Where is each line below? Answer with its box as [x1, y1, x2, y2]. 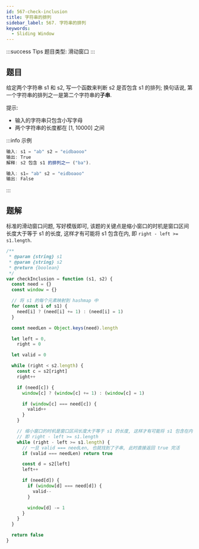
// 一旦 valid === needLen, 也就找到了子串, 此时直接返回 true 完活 [21, 445, 180, 451]
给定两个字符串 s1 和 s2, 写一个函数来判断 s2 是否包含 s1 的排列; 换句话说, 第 [6, 84, 193, 91]
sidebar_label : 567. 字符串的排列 [6, 20, 86, 26]
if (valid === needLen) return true [21, 450, 113, 456]
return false [11, 532, 44, 538]
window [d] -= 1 [27, 504, 65, 511]
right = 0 [17, 341, 42, 347]
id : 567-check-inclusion [6, 8, 68, 15]
